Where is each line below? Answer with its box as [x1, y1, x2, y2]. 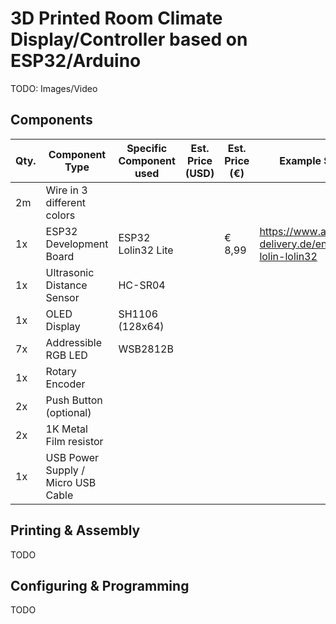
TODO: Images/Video [10, 82, 98, 94]
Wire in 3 [45, 183, 88, 197]
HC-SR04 [118, 278, 166, 292]
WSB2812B [118, 342, 174, 356]
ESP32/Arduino [10, 50, 142, 72]
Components [10, 112, 93, 129]
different [45, 195, 87, 209]
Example [279, 153, 322, 167]
